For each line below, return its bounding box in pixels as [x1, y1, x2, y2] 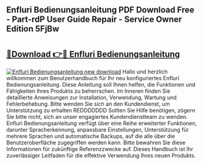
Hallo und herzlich [122, 68, 168, 75]
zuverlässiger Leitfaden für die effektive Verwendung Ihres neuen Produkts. [6, 152, 196, 159]
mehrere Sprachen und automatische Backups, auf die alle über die [6, 133, 175, 140]
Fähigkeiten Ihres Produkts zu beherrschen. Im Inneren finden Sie [6, 87, 171, 95]
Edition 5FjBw [6, 24, 60, 34]
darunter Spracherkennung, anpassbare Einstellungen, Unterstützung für [6, 126, 190, 133]
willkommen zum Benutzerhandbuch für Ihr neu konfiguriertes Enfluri [6, 75, 179, 81]
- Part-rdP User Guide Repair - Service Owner [6, 15, 182, 25]
